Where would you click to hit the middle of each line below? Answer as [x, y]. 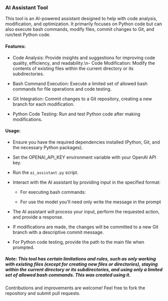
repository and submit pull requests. [43, 293]
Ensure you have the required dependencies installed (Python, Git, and [86, 142]
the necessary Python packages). [48, 147]
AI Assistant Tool [27, 8]
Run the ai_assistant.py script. [45, 172]
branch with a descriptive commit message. [58, 232]
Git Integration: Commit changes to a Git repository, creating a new [82, 99]
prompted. [23, 247]
